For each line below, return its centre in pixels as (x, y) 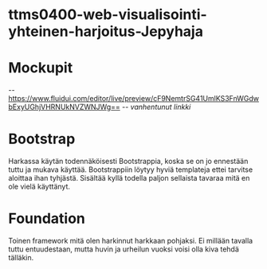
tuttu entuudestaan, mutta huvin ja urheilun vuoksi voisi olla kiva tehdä (124, 249)
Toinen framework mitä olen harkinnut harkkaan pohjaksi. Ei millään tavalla (131, 241)
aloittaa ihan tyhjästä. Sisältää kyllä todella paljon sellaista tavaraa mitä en (129, 178)
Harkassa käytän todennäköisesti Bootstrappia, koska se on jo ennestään (128, 162)
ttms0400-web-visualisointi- (108, 15)
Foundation (47, 218)
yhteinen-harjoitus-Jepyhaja (106, 31)
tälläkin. (21, 257)
